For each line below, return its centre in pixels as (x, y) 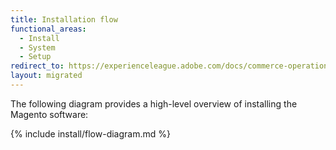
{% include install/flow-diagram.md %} (90, 133)
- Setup (35, 57)
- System (37, 47)
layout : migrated (46, 76)
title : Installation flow (64, 19)
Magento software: (49, 114)
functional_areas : (48, 29)
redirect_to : (37, 66)
